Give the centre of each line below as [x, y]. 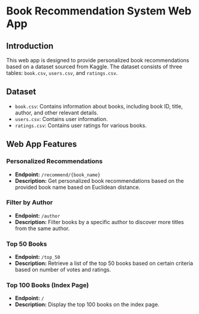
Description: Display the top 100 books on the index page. [87, 304]
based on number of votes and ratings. [63, 270]
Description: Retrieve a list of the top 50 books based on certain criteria [104, 263]
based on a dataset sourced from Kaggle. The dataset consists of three [94, 67]
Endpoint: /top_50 [37, 257]
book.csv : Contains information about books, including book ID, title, [99, 106]
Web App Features [42, 144]
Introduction [30, 46]
